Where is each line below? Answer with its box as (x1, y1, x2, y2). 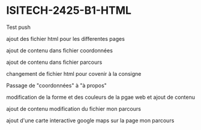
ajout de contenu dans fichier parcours (6, 58, 103, 66)
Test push (6, 23, 31, 31)
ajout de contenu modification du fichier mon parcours (6, 105, 141, 112)
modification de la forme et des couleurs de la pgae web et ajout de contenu (6, 93, 195, 101)
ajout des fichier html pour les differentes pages (6, 35, 125, 42)
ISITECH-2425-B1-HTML (6, 4, 132, 17)
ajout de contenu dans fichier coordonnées (6, 46, 113, 54)
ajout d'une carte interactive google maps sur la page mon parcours (6, 117, 175, 124)
